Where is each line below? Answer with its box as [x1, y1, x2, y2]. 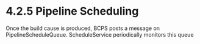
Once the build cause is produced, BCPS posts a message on [5, 24, 160, 32]
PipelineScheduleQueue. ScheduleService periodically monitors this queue [5, 31, 194, 38]
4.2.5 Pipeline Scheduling [5, 4, 139, 18]
